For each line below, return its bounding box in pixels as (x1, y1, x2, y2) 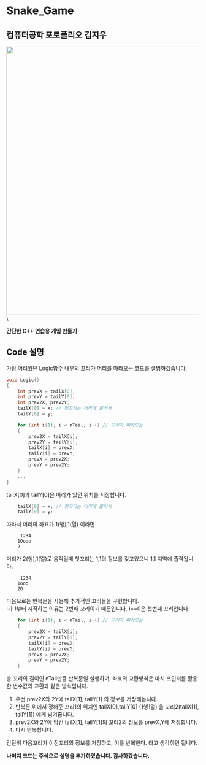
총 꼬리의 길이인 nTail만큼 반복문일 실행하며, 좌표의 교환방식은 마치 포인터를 (6, 675, 186, 682)
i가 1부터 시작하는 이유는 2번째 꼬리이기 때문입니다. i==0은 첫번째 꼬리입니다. (6, 605, 190, 612)
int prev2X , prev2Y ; (17, 399, 70, 406)
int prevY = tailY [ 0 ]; (17, 394, 75, 400)
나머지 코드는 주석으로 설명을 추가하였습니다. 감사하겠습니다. (6, 752, 150, 759)
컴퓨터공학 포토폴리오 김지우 (6, 29, 107, 40)
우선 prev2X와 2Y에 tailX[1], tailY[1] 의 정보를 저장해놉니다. (15, 696, 158, 703)
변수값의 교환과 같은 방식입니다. (12, 682, 88, 690)
